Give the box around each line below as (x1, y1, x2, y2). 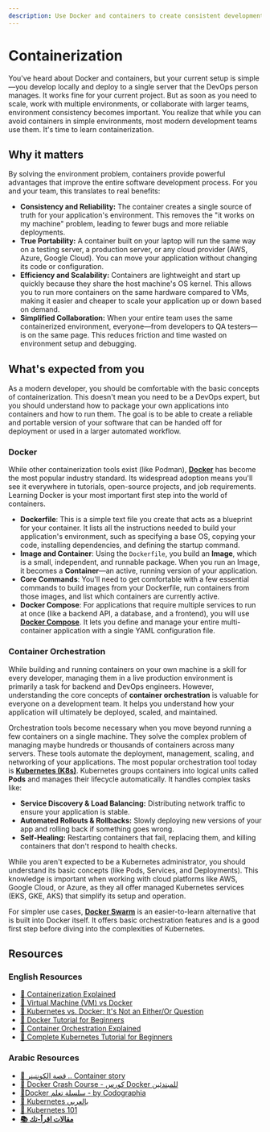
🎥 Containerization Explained (19, 989, 117, 999)
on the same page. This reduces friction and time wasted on (27, 330, 227, 340)
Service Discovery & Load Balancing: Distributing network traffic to (19, 798, 246, 808)
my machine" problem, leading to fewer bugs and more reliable (19, 219, 229, 229)
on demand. (19, 305, 60, 314)
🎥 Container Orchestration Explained (19, 1024, 141, 1034)
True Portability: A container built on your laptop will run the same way (19, 236, 256, 246)
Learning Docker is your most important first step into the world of (8, 491, 227, 500)
